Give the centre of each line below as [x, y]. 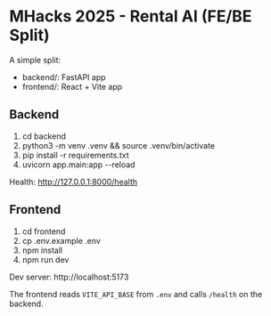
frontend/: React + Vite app [72, 86]
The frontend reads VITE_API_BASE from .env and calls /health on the [136, 294]
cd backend [44, 136]
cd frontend [44, 231]
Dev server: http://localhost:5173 [69, 277]
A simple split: [35, 60]
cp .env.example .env [61, 240]
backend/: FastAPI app [64, 77]
